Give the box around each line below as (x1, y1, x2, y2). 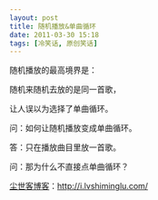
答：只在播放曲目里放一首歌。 (9, 142, 121, 153)
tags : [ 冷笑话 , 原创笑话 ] (9, 38, 98, 48)
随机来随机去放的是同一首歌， (9, 84, 121, 95)
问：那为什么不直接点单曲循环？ (9, 161, 129, 173)
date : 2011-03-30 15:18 (9, 30, 100, 39)
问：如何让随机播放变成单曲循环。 (9, 123, 137, 134)
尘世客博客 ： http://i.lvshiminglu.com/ (9, 181, 148, 192)
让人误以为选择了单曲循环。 (9, 104, 114, 115)
